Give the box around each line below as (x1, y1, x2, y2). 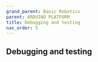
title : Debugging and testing (6, 19, 81, 25)
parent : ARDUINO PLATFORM (6, 14, 70, 20)
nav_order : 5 (6, 25, 38, 31)
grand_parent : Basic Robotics (6, 8, 81, 15)
